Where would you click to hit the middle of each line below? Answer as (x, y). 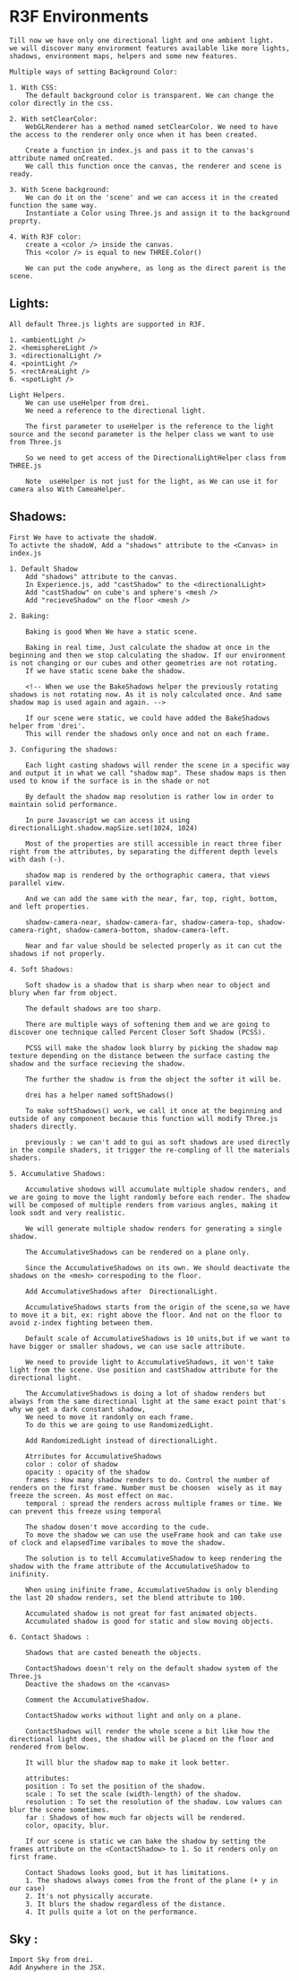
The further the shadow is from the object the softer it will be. (154, 1079)
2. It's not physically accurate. (90, 1896)
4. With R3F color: (46, 237)
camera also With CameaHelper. (68, 489)
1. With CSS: (34, 87)
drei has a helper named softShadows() (100, 1095)
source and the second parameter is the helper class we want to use (142, 434)
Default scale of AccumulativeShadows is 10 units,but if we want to (158, 1338)
